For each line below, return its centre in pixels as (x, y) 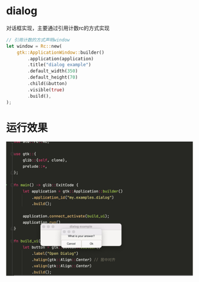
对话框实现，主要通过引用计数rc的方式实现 (58, 28)
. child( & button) (47, 84)
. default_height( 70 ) (53, 77)
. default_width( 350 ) (53, 71)
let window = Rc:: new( (34, 46)
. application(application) (61, 59)
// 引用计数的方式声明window (38, 40)
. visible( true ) (46, 90)
